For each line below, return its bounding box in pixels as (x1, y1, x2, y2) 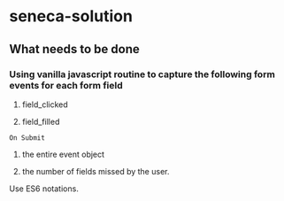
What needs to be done (9, 42, 140, 57)
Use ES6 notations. (9, 183, 80, 194)
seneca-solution (9, 6, 133, 27)
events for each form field (9, 79, 123, 91)
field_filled (21, 116, 60, 127)
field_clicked (21, 99, 68, 110)
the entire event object (21, 149, 104, 159)
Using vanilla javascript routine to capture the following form (9, 68, 276, 81)
